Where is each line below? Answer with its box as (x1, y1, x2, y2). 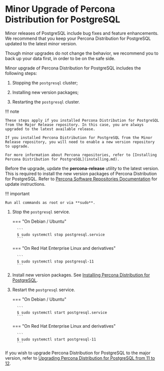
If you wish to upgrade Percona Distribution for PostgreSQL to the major (5, 350, 151, 356)
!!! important (5, 191, 30, 197)
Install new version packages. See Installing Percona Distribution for (12, 272, 150, 278)
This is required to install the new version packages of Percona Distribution (5, 170, 157, 176)
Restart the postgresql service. (12, 287, 75, 293)
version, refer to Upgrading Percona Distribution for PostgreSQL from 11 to (5, 355, 156, 361)
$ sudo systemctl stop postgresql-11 (17, 259, 94, 264)
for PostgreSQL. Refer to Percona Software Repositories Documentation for (5, 176, 158, 182)
